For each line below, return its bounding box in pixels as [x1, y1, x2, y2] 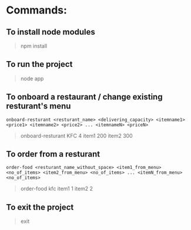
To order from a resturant [6, 149, 100, 159]
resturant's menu [6, 101, 71, 111]
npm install [20, 42, 48, 49]
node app [20, 75, 44, 82]
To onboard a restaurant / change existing [6, 92, 163, 102]
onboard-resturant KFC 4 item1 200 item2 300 [20, 132, 133, 139]
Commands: [6, 4, 68, 17]
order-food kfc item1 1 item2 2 [20, 185, 93, 192]
